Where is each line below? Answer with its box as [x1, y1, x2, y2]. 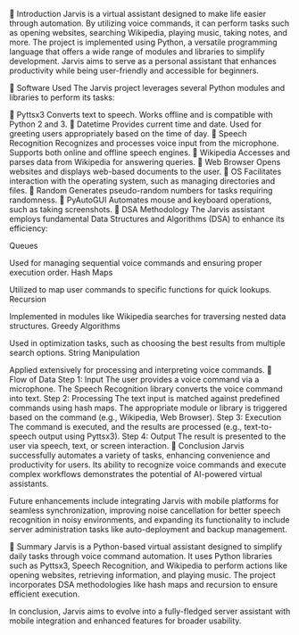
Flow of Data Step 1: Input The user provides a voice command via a [9, 375, 260, 384]
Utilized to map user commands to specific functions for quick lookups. [9, 285, 272, 294]
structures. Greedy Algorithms [9, 321, 120, 331]
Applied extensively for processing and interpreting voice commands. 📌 [9, 365, 272, 375]
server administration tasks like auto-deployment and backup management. [9, 524, 287, 534]
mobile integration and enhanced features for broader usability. [9, 615, 242, 626]
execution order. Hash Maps [9, 268, 113, 277]
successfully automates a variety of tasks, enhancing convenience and [9, 450, 270, 460]
